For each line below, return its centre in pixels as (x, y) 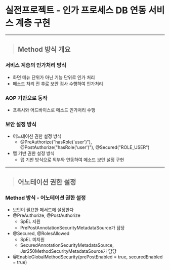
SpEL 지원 (30, 221)
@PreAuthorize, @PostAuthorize (47, 215)
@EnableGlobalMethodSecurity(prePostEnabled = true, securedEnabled (88, 257)
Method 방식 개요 (44, 49)
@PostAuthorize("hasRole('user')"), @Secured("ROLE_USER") (85, 147)
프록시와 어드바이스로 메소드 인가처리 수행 (54, 110)
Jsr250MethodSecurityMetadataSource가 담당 (68, 251)
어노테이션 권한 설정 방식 (37, 136)
